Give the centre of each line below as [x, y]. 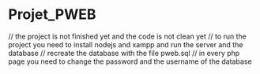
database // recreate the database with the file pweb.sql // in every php [124, 53]
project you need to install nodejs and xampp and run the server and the [126, 44]
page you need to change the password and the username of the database [130, 61]
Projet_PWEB [52, 15]
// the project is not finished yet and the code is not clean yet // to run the [127, 36]
